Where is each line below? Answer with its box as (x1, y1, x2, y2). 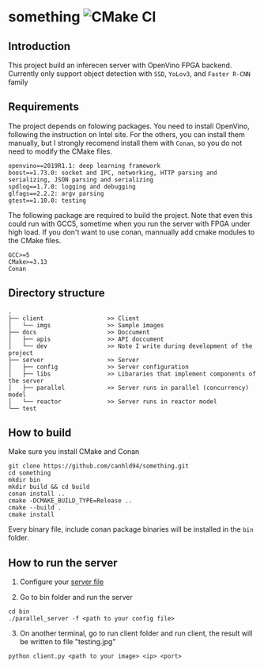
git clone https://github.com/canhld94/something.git (8, 462, 190, 471)
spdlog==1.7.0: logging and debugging (8, 182, 136, 190)
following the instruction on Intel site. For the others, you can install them (8, 129, 245, 139)
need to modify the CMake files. (8, 147, 113, 156)
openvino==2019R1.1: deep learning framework (8, 162, 160, 170)
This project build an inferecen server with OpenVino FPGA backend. (8, 60, 232, 70)
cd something (8, 469, 51, 477)
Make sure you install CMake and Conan (8, 447, 140, 456)
